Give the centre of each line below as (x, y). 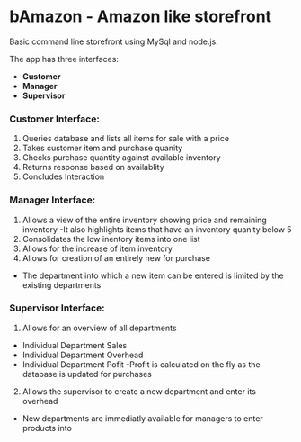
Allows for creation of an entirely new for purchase (116, 257)
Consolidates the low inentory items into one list (111, 239)
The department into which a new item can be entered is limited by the (153, 275)
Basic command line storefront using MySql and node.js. (114, 41)
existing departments (62, 284)
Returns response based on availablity (93, 167)
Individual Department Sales (75, 345)
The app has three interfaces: (64, 59)
